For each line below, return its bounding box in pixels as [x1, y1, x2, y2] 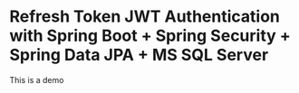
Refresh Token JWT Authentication [9, 6, 281, 27]
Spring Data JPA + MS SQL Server [9, 45, 269, 65]
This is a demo [9, 74, 64, 85]
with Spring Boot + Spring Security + [9, 25, 292, 46]
